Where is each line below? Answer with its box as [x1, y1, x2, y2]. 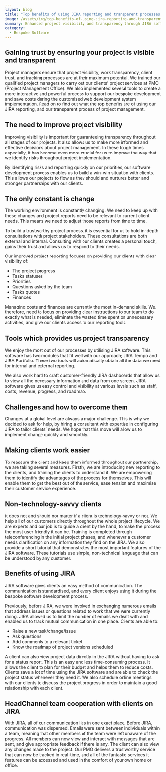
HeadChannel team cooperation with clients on [5, 699, 153, 708]
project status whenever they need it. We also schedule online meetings [5, 674, 152, 680]
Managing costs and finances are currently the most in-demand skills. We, [5, 304, 157, 310]
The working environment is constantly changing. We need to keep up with [5, 207, 158, 213]
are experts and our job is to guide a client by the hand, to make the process [5, 523, 161, 529]
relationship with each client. [5, 685, 64, 691]
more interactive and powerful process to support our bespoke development [5, 90, 161, 97]
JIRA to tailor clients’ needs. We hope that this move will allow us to [5, 426, 142, 432]
